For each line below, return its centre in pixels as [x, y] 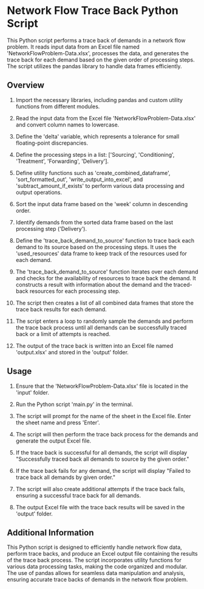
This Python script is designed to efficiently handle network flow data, [94, 547]
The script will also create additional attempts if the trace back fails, [100, 489]
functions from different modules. [58, 106]
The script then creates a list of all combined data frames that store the [104, 303]
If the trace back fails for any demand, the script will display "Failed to [103, 470]
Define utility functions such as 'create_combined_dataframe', [93, 173]
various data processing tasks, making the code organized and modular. [97, 567]
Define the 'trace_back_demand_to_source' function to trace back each [105, 240]
